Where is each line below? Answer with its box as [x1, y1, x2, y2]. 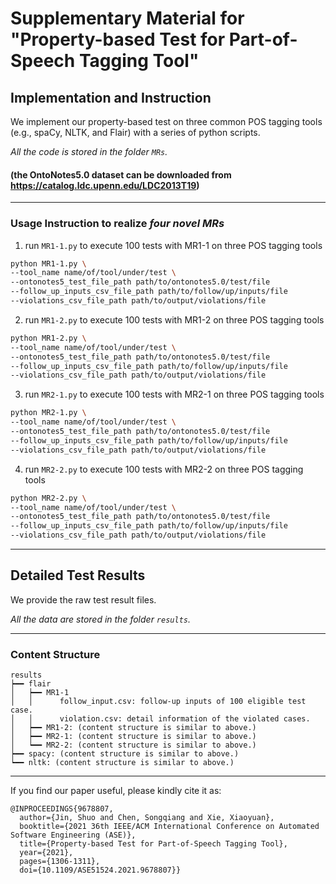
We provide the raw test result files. [10, 593, 157, 606]
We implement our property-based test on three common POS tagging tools [10, 116, 323, 127]
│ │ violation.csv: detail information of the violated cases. [10, 714, 311, 724]
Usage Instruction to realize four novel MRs [10, 217, 225, 231]
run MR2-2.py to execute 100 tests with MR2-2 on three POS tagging [24, 463, 304, 475]
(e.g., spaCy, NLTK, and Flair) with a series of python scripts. [10, 127, 261, 138]
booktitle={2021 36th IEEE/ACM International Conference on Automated [19, 822, 320, 832]
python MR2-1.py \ [10, 408, 87, 418]
